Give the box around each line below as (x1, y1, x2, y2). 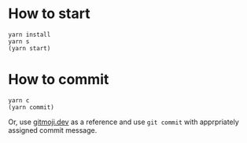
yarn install (8, 31, 51, 38)
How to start (8, 5, 90, 23)
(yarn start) (8, 44, 51, 52)
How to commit (8, 71, 109, 89)
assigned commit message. (8, 125, 98, 134)
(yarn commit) (8, 103, 55, 111)
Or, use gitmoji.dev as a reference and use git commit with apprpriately (8, 117, 240, 126)
